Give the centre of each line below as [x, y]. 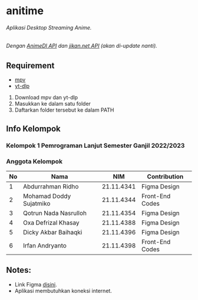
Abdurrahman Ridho [51, 187]
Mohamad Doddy [47, 196]
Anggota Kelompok [34, 161]
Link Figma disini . [36, 284]
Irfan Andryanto [45, 246]
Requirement [30, 66]
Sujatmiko [37, 204]
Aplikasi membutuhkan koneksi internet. [63, 291]
